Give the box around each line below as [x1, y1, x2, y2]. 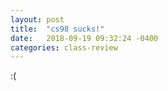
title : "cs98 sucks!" [10, 24, 105, 34]
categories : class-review [10, 42, 118, 53]
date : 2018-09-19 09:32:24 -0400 [10, 33, 159, 43]
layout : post [10, 14, 65, 25]
